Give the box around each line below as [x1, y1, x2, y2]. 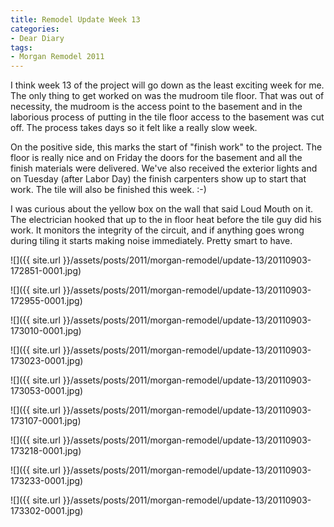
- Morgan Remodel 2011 [10, 52, 105, 62]
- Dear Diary [10, 33, 65, 43]
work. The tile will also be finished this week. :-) [10, 184, 207, 196]
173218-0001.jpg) [10, 445, 82, 457]
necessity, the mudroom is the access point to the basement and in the [10, 101, 303, 113]
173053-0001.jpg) [10, 385, 84, 397]
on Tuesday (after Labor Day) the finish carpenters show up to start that [10, 173, 307, 185]
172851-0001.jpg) [10, 265, 82, 277]
